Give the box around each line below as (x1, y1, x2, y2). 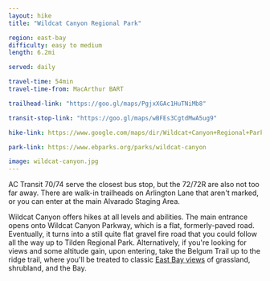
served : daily (8, 63, 56, 71)
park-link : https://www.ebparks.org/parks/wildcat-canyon (8, 143, 207, 151)
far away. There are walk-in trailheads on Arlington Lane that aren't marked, (8, 188, 260, 198)
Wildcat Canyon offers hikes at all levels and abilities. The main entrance (8, 212, 248, 222)
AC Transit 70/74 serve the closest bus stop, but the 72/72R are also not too (8, 180, 260, 189)
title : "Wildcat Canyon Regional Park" (8, 19, 142, 27)
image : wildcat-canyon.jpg (8, 157, 99, 165)
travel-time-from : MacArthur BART (8, 85, 125, 93)
